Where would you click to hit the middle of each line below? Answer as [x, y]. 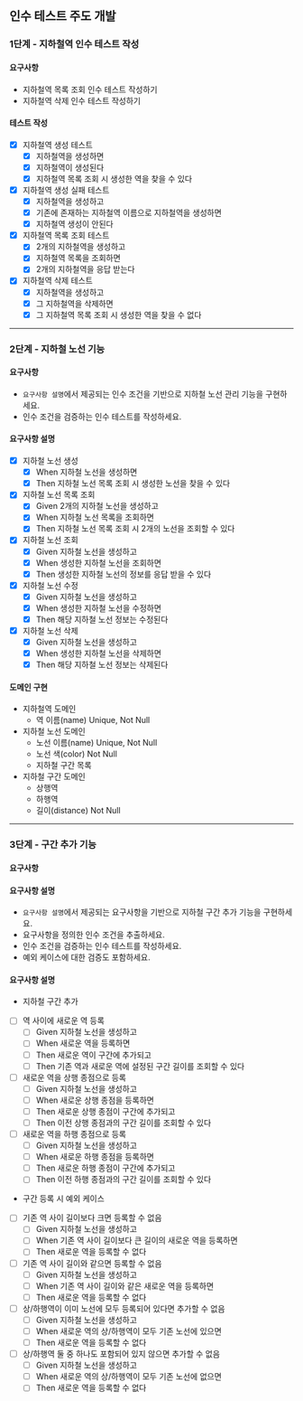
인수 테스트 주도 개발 [63, 16]
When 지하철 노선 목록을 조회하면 [95, 517]
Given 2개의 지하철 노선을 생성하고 [97, 506]
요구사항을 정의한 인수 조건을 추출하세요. [93, 935]
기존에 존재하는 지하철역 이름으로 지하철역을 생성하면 [129, 213]
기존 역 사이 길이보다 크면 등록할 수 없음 [92, 1218]
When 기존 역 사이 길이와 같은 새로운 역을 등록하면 [125, 1285]
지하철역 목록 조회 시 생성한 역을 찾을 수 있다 [114, 178]
